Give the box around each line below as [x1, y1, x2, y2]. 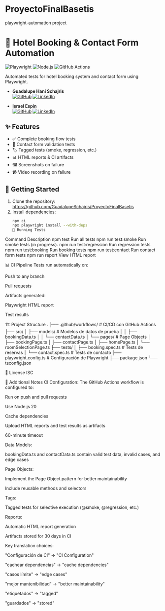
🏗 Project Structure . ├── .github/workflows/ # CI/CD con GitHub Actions [5, 322, 156, 328]
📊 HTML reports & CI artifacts [12, 154, 74, 160]
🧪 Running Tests [12, 228, 46, 232]
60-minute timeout [5, 432, 43, 438]
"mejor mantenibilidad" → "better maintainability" [5, 581, 105, 587]
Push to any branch [5, 273, 45, 279]
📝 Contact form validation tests [12, 141, 75, 147]
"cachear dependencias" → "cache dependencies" [5, 562, 109, 568]
